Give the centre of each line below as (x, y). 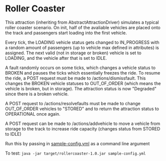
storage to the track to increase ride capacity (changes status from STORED (83, 128)
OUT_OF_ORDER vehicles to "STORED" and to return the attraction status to (82, 109)
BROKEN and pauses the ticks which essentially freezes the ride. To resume (83, 73)
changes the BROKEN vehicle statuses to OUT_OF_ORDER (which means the (83, 83)
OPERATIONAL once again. (33, 114)
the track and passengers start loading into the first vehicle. (66, 33)
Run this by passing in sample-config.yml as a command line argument (78, 143)
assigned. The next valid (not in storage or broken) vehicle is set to (73, 53)
